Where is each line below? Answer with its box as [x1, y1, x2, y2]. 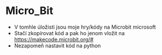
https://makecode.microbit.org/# [14, 36, 94, 43]
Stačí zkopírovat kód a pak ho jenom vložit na [14, 29, 125, 36]
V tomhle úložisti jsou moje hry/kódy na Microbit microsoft [14, 23, 156, 30]
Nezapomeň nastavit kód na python [14, 42, 101, 49]
